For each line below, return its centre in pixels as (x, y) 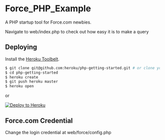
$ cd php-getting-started (31, 72)
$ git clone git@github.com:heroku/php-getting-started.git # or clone (80, 68)
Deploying (21, 47)
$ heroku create (22, 77)
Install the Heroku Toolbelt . (32, 59)
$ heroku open (20, 86)
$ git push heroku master (31, 82)
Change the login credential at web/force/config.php (58, 132)
